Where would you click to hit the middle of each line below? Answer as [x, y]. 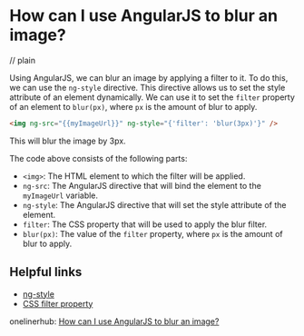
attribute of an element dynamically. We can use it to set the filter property [152, 97]
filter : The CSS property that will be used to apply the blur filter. [145, 224]
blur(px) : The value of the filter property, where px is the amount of [152, 233]
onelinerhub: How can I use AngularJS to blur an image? [114, 321]
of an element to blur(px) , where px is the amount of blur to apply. [133, 106]
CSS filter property [58, 303]
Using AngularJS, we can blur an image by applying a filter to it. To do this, [149, 77]
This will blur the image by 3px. [68, 141]
